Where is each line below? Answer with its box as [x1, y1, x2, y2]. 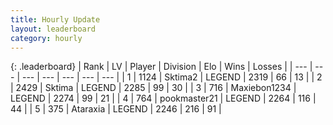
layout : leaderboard [10, 24, 97, 34]
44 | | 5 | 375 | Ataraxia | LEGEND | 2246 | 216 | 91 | [10, 103, 222, 115]
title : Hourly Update [10, 14, 101, 25]
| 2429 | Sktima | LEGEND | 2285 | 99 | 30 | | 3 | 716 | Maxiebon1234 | [10, 82, 297, 94]
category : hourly [10, 33, 83, 43]
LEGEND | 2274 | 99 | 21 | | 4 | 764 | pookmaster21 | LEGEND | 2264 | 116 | [10, 92, 317, 105]
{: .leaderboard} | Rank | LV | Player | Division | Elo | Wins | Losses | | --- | [10, 61, 313, 73]
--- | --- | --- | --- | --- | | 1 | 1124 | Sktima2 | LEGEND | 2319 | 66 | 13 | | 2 [21, 71, 323, 83]
